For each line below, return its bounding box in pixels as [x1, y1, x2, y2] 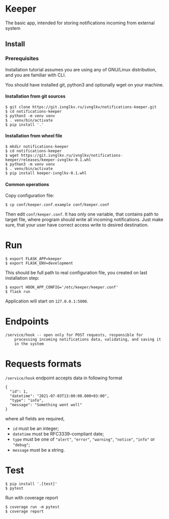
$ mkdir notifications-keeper [5, 144, 69, 149]
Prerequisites [5, 55, 39, 62]
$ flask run [5, 289, 30, 294]
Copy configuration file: [5, 193, 54, 199]
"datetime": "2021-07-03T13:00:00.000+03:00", [10, 394, 109, 399]
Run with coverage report [5, 494, 59, 501]
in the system [14, 341, 44, 347]
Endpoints [5, 316, 49, 327]
